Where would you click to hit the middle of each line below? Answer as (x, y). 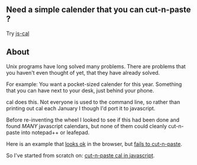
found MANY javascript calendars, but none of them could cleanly (87, 126)
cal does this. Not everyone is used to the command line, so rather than (93, 102)
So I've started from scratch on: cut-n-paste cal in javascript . (80, 155)
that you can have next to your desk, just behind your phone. (80, 90)
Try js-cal (18, 33)
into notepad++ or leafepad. (55, 132)
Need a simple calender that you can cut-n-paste (98, 10)
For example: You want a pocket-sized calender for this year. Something (94, 84)
